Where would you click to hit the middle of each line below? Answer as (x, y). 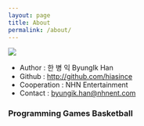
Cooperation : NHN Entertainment (74, 85)
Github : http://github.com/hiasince (76, 77)
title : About (29, 23)
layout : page (29, 15)
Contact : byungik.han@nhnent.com (77, 93)
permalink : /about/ (40, 30)
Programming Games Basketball (70, 113)
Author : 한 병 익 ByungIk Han (66, 68)
